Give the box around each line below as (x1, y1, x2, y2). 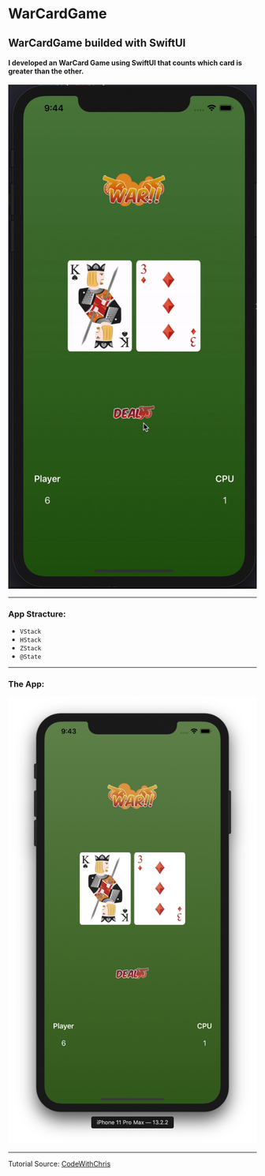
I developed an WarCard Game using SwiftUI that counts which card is (8, 58, 243, 68)
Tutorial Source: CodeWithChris (8, 1159, 111, 1168)
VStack (19, 628, 42, 636)
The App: (8, 678, 45, 689)
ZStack (19, 645, 42, 653)
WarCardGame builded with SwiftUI (8, 36, 186, 50)
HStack (19, 636, 42, 644)
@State (19, 653, 42, 661)
